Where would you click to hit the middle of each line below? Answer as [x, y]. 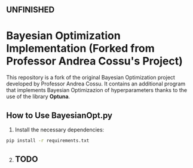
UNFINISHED [30, 10]
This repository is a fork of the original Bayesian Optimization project [91, 78]
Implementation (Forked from [81, 48]
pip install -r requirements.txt [48, 141]
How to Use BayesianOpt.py [59, 115]
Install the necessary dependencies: [59, 130]
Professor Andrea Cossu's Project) [95, 61]
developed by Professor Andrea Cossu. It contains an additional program [96, 84]
